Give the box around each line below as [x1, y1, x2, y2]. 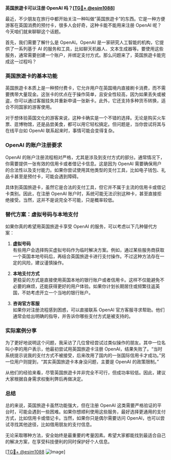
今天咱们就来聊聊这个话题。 [5, 29, 64, 35]
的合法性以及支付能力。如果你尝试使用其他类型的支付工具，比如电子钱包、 [5, 167, 161, 173]
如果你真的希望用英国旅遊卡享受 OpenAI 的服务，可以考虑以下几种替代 [5, 223, 153, 229]
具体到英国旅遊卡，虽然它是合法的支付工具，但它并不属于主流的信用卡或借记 [5, 184, 166, 190]
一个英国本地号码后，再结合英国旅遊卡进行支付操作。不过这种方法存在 [12, 253, 160, 259]
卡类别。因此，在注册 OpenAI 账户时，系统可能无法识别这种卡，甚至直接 [5, 191, 158, 197]
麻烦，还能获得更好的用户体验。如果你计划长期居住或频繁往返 [26, 283, 156, 289]
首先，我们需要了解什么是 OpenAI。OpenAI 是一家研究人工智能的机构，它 [5, 39, 160, 45]
